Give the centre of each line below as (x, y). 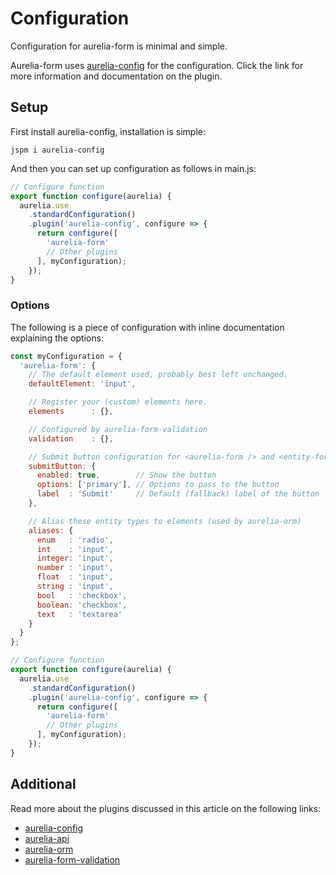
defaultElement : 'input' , (82, 384)
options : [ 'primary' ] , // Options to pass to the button (158, 485)
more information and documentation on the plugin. (116, 76)
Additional (43, 784)
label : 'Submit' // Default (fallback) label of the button (178, 494)
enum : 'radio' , (75, 540)
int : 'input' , (75, 549)
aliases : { (51, 530)
